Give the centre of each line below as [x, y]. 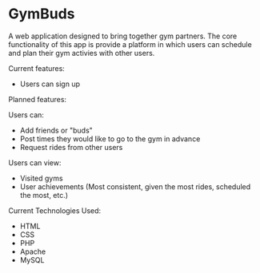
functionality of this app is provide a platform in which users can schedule [130, 44]
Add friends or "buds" [56, 130]
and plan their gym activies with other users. [82, 53]
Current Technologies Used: [55, 210]
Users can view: [35, 162]
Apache [33, 251]
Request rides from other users [71, 147]
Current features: [37, 68]
